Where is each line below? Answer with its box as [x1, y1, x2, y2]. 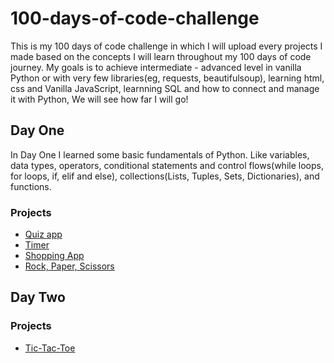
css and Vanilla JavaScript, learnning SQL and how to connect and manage [10, 82, 320, 94]
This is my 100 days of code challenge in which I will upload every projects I [10, 40, 323, 52]
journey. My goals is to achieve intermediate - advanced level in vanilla [10, 61, 302, 73]
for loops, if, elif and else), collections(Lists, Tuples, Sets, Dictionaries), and [10, 170, 320, 182]
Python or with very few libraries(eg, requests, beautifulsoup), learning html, [10, 72, 325, 84]
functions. [10, 180, 52, 192]
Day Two [10, 289, 66, 306]
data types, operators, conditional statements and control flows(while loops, [10, 159, 324, 171]
